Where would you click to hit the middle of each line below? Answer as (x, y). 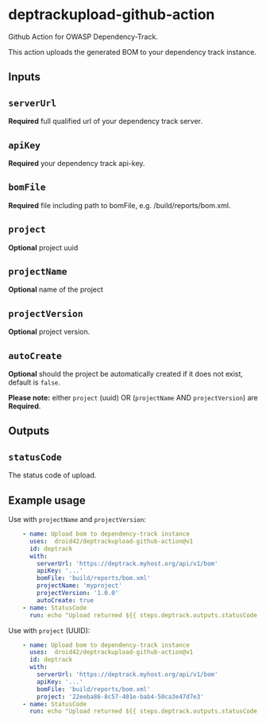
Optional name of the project (56, 290)
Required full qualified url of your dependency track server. (106, 122)
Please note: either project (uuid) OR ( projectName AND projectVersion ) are (133, 398)
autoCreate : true (65, 600)
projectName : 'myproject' (80, 586)
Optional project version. (49, 332)
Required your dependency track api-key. (77, 163)
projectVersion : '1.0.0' (78, 593)
